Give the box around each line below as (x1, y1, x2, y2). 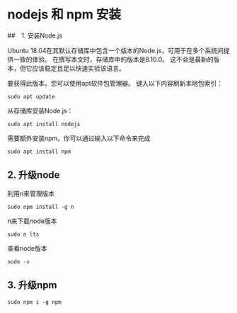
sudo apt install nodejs (7, 120, 81, 127)
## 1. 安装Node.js (7, 31, 62, 40)
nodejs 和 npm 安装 (7, 6, 122, 23)
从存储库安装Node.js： (7, 106, 74, 115)
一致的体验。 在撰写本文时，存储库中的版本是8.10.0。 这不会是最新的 (13, 55, 214, 64)
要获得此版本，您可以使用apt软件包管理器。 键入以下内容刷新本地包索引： (7, 79, 223, 87)
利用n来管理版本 (7, 189, 55, 198)
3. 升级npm (7, 279, 57, 291)
